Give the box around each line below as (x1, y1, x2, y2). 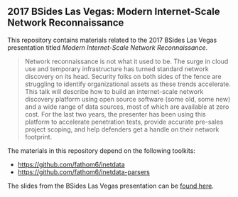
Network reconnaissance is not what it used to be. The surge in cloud (24, 57, 229, 65)
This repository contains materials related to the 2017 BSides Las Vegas (7, 36, 217, 44)
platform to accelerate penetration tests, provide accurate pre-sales (24, 117, 224, 126)
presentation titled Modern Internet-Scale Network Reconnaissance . (7, 43, 208, 52)
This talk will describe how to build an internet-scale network (24, 87, 204, 95)
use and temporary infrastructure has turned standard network (24, 64, 209, 73)
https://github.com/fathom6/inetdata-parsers (17, 167, 151, 176)
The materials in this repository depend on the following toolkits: (7, 146, 195, 155)
